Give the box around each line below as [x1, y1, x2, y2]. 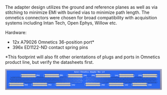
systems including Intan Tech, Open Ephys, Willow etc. [5, 20, 118, 26]
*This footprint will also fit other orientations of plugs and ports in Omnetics [5, 54, 161, 60]
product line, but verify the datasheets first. [5, 59, 94, 65]
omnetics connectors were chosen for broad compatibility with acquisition [5, 15, 158, 20]
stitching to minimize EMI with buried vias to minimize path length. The [5, 9, 150, 15]
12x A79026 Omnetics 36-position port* [12, 39, 94, 45]
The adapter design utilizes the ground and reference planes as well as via [5, 4, 158, 10]
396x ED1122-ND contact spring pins [12, 45, 88, 50]
